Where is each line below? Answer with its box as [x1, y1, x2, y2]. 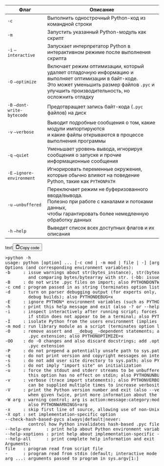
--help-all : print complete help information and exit [5, 436, 155, 442]
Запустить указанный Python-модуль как [47, 29, 146, 35]
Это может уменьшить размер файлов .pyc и [47, 81, 155, 88]
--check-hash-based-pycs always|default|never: [5, 417, 121, 422]
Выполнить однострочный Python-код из [47, 15, 146, 21]
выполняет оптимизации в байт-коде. [47, 75, 138, 82]
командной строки [47, 21, 92, 27]
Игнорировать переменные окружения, [47, 166, 143, 172]
